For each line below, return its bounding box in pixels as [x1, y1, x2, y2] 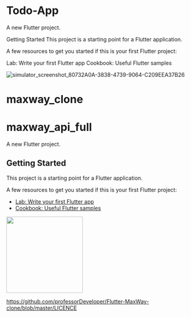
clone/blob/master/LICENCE [6, 304, 77, 312]
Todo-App [6, 4, 59, 18]
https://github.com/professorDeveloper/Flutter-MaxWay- [6, 297, 150, 305]
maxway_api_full [6, 120, 93, 134]
